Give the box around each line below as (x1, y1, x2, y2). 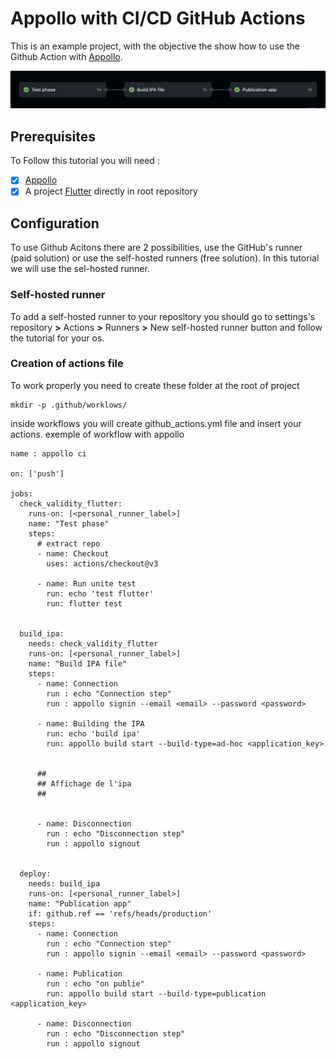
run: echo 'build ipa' (46, 728, 141, 739)
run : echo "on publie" (46, 978, 145, 989)
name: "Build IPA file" (28, 658, 128, 669)
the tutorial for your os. (10, 332, 105, 344)
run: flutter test (46, 598, 123, 609)
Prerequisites (10, 128, 96, 145)
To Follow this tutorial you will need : (10, 155, 160, 167)
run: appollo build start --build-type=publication (46, 988, 267, 999)
